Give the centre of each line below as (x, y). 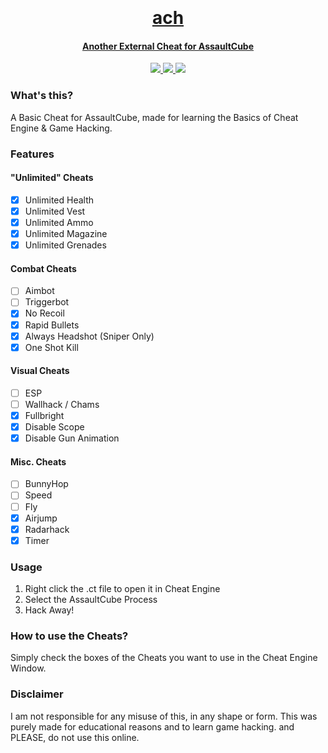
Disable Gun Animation (72, 438)
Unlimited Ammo (59, 222)
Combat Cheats (43, 268)
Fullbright (44, 416)
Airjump (41, 518)
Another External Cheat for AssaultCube (168, 46)
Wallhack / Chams (62, 404)
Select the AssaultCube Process (91, 600)
